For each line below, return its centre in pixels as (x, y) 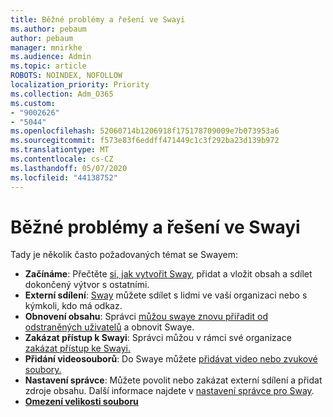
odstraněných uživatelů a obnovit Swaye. (109, 327)
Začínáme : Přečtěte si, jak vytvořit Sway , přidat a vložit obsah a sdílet (168, 274)
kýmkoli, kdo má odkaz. (73, 306)
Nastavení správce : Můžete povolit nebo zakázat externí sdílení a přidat (173, 380)
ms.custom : (33, 103)
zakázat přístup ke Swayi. (78, 348)
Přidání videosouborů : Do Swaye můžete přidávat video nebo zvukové (171, 359)
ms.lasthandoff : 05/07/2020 (69, 168)
